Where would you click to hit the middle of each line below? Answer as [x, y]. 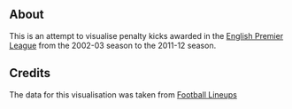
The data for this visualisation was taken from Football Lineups [123, 94]
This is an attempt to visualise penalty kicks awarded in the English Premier [146, 35]
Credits [30, 73]
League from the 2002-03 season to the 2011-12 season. [113, 45]
